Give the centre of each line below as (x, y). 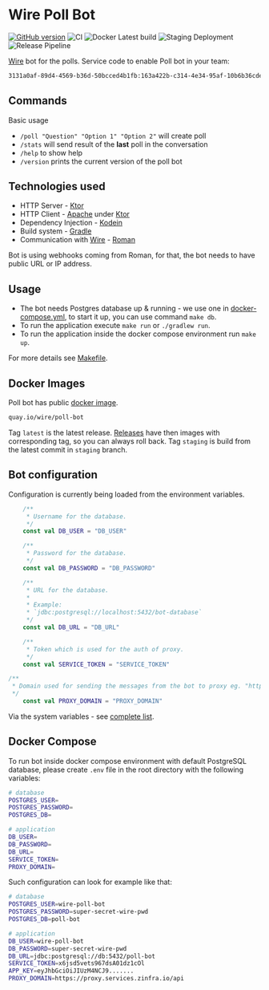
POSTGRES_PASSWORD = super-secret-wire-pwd (78, 912)
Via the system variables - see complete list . (81, 716)
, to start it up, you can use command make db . (141, 317)
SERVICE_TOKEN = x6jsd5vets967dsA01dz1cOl (77, 964)
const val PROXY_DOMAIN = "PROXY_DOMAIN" (92, 701)
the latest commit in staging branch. (68, 449)
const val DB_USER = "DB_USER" (75, 531)
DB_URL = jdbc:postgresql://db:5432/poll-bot (82, 956)
